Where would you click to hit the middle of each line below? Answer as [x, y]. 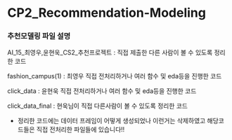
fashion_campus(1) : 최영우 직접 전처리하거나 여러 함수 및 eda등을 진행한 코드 [115, 76]
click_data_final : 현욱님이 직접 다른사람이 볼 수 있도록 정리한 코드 [98, 106]
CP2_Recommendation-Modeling [107, 13]
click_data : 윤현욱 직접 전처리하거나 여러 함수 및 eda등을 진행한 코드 [102, 91]
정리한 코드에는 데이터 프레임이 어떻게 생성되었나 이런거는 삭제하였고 [111, 121]
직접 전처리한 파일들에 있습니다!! [80, 129]
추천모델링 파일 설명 [39, 36]
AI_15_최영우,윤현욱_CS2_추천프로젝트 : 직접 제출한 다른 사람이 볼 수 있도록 [110, 52]
